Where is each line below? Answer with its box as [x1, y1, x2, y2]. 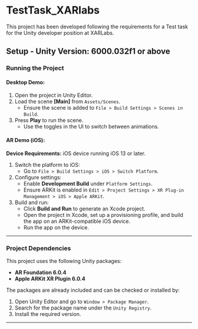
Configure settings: [14, 173, 62, 180]
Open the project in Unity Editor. [14, 92, 93, 99]
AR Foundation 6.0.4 [14, 269, 67, 276]
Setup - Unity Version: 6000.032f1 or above [6, 47, 171, 57]
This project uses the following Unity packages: [6, 257, 122, 264]
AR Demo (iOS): [6, 137, 45, 144]
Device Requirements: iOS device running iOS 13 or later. [6, 150, 146, 157]
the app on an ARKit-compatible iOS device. [23, 218, 131, 225]
